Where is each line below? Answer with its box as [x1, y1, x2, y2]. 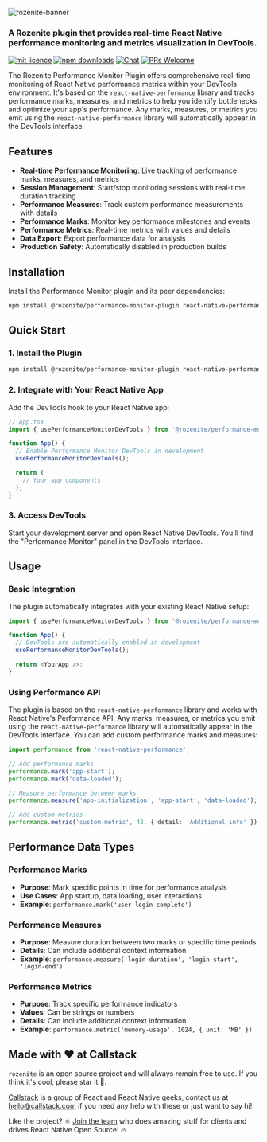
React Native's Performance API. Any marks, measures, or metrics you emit [8, 714, 256, 723]
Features [8, 144, 53, 158]
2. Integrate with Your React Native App [8, 385, 164, 396]
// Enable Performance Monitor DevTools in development [15, 447, 204, 456]
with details [19, 208, 58, 218]
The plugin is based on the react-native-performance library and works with [8, 705, 257, 714]
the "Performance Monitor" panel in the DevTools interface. [8, 536, 203, 546]
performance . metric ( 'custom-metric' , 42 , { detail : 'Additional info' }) [8, 819, 258, 827]
